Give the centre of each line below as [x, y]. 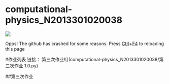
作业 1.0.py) [26, 66]
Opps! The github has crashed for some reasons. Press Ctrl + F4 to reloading [84, 44]
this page [15, 49]
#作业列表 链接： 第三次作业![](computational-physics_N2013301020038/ [82, 59]
